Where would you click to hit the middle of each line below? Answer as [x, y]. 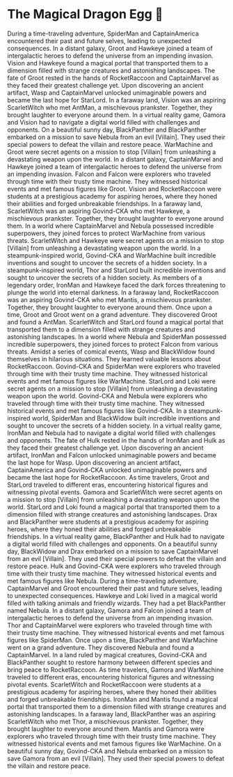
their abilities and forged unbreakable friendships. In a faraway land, [105, 203]
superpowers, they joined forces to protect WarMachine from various [106, 233]
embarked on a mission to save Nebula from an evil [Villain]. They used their [116, 137]
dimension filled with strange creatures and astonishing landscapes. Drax [112, 514]
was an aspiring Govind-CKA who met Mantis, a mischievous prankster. [110, 299]
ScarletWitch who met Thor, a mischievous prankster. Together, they [105, 721]
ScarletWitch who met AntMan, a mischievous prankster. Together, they [110, 107]
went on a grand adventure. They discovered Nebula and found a [101, 647]
